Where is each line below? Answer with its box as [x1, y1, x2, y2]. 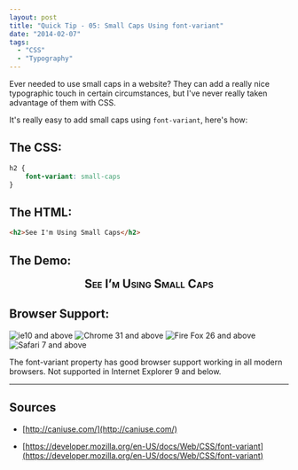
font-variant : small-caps [25, 172, 122, 181]
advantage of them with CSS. [9, 98, 117, 107]
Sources [9, 400, 57, 415]
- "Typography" [17, 54, 74, 63]
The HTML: [9, 205, 73, 220]
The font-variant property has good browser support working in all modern [9, 356, 283, 367]
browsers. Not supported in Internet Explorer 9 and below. [9, 365, 222, 377]
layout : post [9, 12, 58, 22]
